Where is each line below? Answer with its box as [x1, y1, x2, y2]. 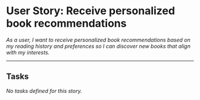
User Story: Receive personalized [6, 4, 176, 18]
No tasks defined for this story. [6, 87, 82, 94]
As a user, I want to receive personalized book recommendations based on [6, 36, 190, 43]
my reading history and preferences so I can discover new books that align [6, 43, 190, 50]
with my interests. [6, 49, 50, 56]
